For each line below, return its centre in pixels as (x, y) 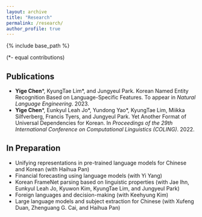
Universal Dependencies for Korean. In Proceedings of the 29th (94, 123)
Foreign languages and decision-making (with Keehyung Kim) (92, 195)
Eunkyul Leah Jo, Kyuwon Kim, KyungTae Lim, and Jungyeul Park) (97, 188)
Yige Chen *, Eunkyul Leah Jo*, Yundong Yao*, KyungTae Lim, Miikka (100, 110)
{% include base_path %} (38, 46)
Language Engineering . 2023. (52, 104)
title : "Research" (29, 17)
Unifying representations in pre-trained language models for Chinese (101, 163)
